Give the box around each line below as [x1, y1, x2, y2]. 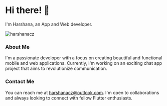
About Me [5, 43, 30, 50]
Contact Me [5, 78, 35, 85]
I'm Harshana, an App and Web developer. [5, 21, 93, 27]
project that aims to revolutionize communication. [5, 65, 107, 72]
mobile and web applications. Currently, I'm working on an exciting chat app [5, 60, 162, 66]
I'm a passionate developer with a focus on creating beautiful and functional [5, 55, 162, 61]
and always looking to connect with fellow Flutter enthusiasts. [5, 95, 133, 101]
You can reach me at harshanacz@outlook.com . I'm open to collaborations [5, 89, 159, 95]
